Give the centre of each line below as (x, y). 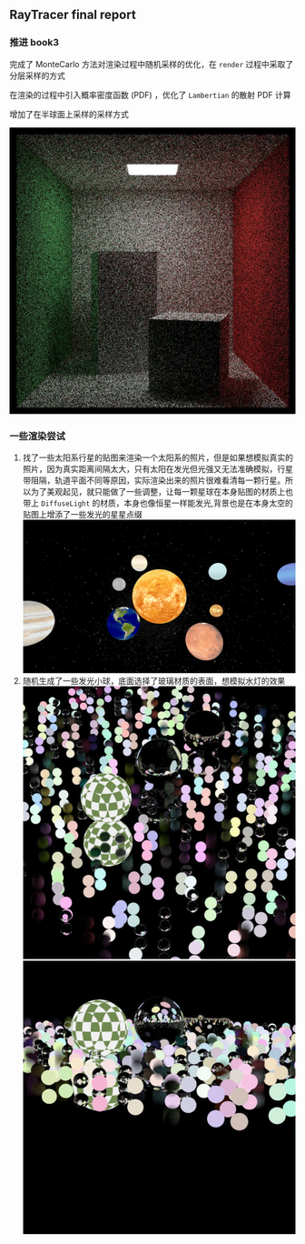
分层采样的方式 (37, 75)
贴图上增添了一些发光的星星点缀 (82, 514)
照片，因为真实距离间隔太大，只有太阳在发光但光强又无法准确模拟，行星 (157, 468)
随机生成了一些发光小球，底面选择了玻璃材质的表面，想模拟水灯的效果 (154, 681)
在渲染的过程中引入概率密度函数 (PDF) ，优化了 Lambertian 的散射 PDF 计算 (151, 95)
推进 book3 (34, 43)
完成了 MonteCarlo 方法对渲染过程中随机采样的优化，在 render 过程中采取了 (151, 64)
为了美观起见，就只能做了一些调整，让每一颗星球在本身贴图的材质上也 (162, 491)
